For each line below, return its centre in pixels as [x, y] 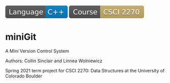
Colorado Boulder [24, 76]
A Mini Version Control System [37, 51]
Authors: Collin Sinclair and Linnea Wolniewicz [54, 61]
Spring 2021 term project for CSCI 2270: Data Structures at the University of [85, 70]
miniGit [21, 37]
